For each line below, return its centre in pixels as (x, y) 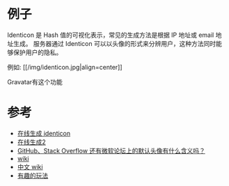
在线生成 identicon (44, 133)
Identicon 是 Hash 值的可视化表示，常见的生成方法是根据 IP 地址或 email (111, 35)
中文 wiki (30, 166)
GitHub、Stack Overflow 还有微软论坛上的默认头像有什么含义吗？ (111, 150)
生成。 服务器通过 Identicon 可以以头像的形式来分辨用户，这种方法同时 (114, 43)
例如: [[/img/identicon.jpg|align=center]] (65, 67)
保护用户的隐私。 (38, 52)
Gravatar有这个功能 (35, 82)
